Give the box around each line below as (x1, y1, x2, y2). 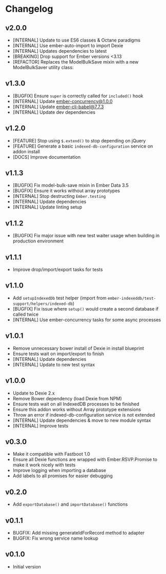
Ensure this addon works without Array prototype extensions (12, 406, 141, 413)
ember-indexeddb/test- (107, 296, 156, 301)
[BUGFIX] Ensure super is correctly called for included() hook (12, 93, 143, 99)
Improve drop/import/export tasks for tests (12, 266, 103, 273)
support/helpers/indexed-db (12, 301, 73, 306)
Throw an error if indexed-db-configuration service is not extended (12, 412, 155, 418)
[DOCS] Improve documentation (12, 154, 81, 160)
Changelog (5, 3, 53, 15)
